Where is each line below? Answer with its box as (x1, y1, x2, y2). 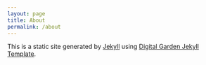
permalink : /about (7, 23, 61, 30)
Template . (7, 50, 37, 58)
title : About (7, 17, 46, 24)
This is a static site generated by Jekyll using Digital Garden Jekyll (7, 43, 199, 51)
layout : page (7, 10, 46, 17)
